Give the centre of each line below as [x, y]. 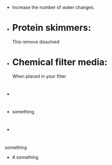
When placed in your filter [39, 76]
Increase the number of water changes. [53, 7]
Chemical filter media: [60, 62]
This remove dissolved [36, 42]
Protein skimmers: [51, 28]
